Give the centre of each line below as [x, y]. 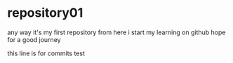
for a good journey [34, 39]
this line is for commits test [46, 53]
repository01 [45, 13]
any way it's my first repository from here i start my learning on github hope [116, 32]
